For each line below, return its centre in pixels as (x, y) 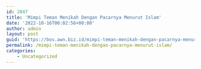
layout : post (22, 34)
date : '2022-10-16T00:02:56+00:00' (51, 23)
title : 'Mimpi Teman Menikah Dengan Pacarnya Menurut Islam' (84, 17)
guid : (13, 40)
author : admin (24, 28)
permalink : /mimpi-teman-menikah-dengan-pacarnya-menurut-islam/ (89, 46)
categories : (21, 51)
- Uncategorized (37, 56)
